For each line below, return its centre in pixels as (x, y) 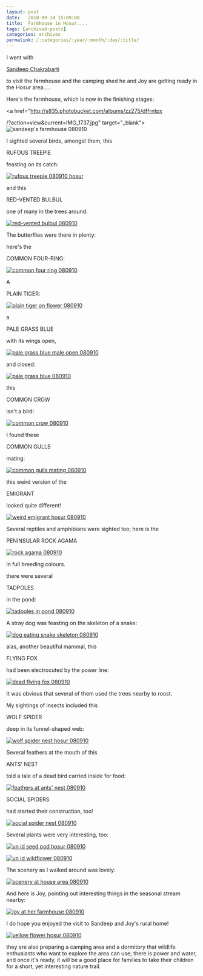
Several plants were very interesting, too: (58, 835)
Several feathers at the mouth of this (52, 752)
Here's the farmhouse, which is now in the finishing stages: (80, 99)
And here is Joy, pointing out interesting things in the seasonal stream (93, 893)
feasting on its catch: (32, 164)
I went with (20, 57)
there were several (30, 576)
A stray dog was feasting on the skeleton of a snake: (72, 623)
